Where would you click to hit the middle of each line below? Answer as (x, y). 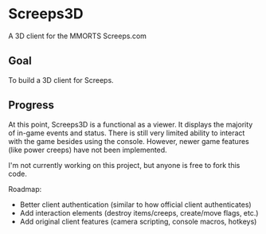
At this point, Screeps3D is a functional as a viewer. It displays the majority (131, 124)
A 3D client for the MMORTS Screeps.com (78, 36)
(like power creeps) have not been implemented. (88, 150)
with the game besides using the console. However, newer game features (129, 141)
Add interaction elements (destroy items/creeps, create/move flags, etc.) (139, 213)
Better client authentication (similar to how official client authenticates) (136, 205)
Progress (31, 105)
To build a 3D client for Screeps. (61, 80)
